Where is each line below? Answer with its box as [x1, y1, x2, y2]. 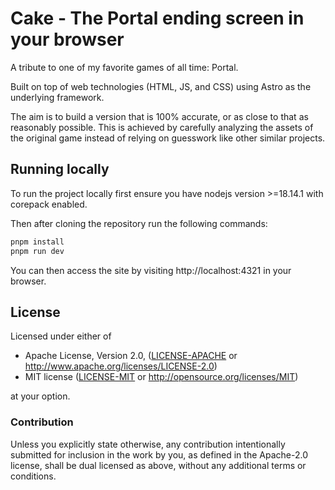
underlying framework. [10, 91, 105, 103]
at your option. [10, 390, 71, 402]
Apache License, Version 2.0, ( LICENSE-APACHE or [24, 350, 238, 362]
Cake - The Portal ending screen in [10, 7, 305, 30]
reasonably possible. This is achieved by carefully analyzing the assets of [10, 121, 314, 133]
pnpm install [10, 237, 65, 247]
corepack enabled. [10, 198, 88, 210]
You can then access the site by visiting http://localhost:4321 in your [10, 264, 292, 276]
